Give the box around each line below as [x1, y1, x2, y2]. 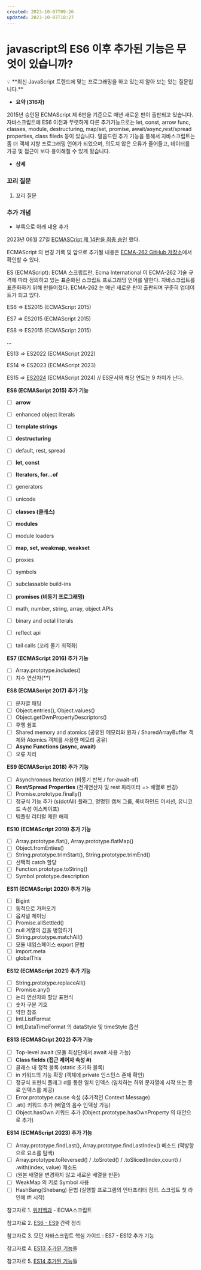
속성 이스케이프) [22, 805, 59, 813]
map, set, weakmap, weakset [15, 544, 90, 551]
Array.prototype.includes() [15, 667, 81, 674]
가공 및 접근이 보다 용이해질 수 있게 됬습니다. [7, 148, 111, 155]
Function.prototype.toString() [15, 865, 88, 873]
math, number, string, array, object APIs [15, 605, 114, 612]
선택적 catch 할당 [15, 859, 57, 866]
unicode [15, 495, 36, 502]
